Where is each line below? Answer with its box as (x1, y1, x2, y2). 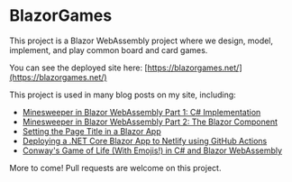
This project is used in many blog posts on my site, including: (9, 89, 236, 100)
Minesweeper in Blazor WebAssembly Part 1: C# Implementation (22, 106, 261, 117)
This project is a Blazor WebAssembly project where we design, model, (9, 35, 273, 46)
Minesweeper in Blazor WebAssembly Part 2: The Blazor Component (22, 116, 278, 127)
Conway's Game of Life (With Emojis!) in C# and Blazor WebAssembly (22, 145, 282, 156)
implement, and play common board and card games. (9, 44, 208, 55)
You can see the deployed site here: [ (9, 62, 148, 73)
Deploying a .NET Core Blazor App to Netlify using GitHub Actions (22, 135, 268, 146)
